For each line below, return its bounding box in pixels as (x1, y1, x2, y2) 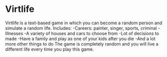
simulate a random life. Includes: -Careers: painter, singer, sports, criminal (5, 25, 157, 31)
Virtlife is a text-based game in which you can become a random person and (5, 20, 163, 26)
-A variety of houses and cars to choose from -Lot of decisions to (24, 30, 160, 36)
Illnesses (5, 30, 23, 36)
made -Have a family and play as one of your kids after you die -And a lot (5, 36, 156, 42)
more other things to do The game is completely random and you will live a (5, 41, 159, 47)
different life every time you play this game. (5, 46, 94, 52)
